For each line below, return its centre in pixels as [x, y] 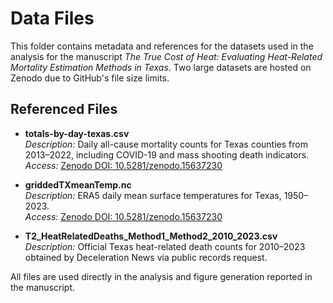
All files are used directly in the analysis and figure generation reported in [161, 276]
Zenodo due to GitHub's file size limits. [90, 78]
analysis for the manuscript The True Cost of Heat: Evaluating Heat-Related [166, 56]
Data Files [52, 18]
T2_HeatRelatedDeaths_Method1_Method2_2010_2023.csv [151, 236]
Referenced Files [64, 109]
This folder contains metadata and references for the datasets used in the [162, 46]
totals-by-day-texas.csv [77, 133]
